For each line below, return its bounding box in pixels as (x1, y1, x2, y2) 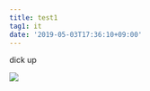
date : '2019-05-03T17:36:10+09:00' (9, 30, 143, 39)
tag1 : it (9, 22, 42, 31)
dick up (9, 55, 38, 66)
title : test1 (9, 13, 58, 23)
